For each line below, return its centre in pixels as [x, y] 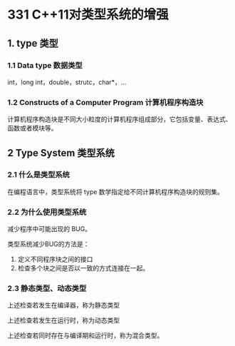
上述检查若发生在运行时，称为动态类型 [63, 320]
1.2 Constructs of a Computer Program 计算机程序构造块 [105, 102]
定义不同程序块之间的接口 [55, 259]
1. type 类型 [33, 43]
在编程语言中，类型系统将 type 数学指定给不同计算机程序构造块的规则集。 [116, 192]
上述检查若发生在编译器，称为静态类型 [63, 305]
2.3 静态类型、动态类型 [47, 288]
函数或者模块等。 [32, 128]
